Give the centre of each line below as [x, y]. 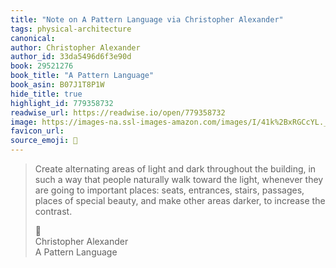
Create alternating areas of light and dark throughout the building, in [175, 169]
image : [24, 122]
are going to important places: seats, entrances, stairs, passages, [169, 190]
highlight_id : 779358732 [62, 103]
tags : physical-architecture [71, 29]
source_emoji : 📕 [44, 141]
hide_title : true [46, 94]
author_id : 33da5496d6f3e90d [71, 57]
